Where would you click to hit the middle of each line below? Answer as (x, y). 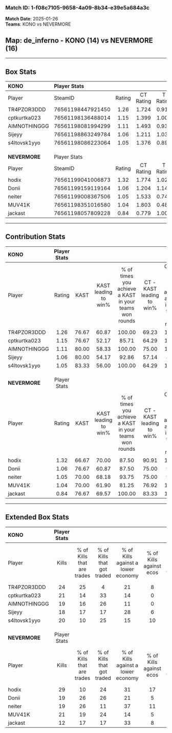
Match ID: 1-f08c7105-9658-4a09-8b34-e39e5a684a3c (78, 8)
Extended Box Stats (37, 517)
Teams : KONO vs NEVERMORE (38, 24)
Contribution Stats (35, 237)
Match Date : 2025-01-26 (32, 19)
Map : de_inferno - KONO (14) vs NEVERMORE (79, 40)
